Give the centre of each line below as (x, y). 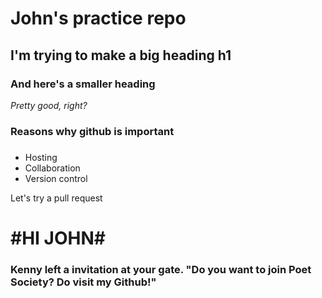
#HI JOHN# (58, 238)
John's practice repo (98, 18)
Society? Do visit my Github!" (83, 282)
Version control (56, 178)
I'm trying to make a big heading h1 (121, 55)
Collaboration (52, 168)
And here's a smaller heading (83, 84)
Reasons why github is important (92, 131)
